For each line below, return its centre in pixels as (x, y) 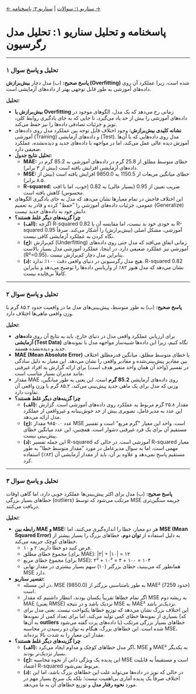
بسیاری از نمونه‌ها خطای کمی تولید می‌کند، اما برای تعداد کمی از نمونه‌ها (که (105, 616)
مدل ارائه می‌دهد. (42, 417)
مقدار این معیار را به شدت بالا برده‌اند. (64, 634)
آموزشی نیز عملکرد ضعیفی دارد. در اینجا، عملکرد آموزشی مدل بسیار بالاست (106, 249)
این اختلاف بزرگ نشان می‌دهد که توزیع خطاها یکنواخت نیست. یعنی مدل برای (106, 610)
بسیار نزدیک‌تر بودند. (45, 653)
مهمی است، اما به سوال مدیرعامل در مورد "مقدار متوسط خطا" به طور (100, 448)
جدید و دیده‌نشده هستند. (41, 348)
